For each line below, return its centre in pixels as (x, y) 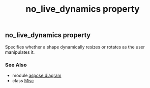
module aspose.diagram (37, 75)
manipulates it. (20, 52)
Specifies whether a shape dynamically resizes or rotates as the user (75, 47)
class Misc (23, 80)
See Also (16, 65)
